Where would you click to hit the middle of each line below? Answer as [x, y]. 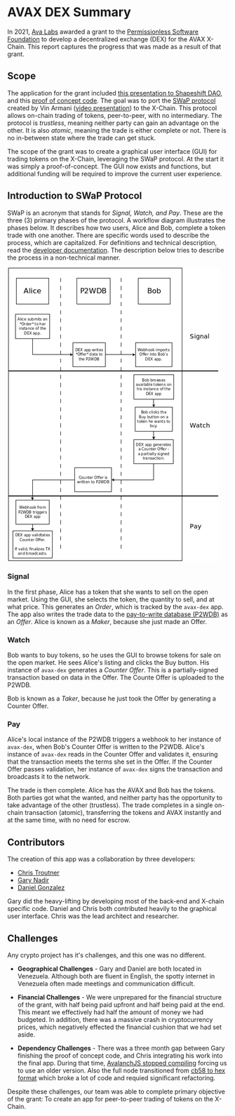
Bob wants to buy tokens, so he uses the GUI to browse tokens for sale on [114, 655]
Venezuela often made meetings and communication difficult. [106, 984]
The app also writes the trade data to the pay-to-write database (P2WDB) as [117, 614]
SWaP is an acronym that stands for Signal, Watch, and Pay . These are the [115, 213]
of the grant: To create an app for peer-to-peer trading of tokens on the [110, 1099]
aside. [26, 1035]
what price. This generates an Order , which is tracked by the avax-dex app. [115, 606]
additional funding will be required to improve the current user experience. [115, 173]
